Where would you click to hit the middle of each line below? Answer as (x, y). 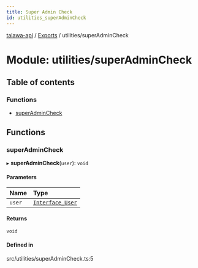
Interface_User (55, 203)
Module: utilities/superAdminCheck (99, 60)
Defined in (20, 245)
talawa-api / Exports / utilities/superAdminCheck (67, 35)
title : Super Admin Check (39, 12)
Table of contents (40, 82)
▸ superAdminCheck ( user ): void (48, 163)
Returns (17, 218)
